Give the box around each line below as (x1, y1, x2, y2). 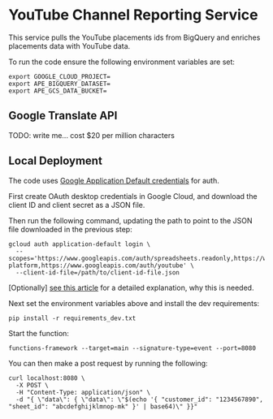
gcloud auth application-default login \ (8, 240, 151, 248)
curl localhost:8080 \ (8, 374, 85, 382)
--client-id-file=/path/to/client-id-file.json (15, 268, 180, 277)
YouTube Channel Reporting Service (8, 6, 258, 24)
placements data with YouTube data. (8, 41, 131, 50)
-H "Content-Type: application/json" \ (15, 388, 151, 396)
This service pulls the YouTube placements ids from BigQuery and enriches (8, 32, 261, 42)
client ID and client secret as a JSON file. (8, 200, 145, 209)
